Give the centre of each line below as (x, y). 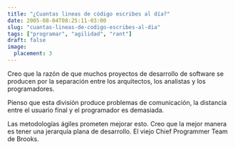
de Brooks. (23, 138)
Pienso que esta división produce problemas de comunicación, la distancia (117, 102)
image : (17, 47)
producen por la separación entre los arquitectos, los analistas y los (107, 81)
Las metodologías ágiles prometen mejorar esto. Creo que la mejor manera (117, 123)
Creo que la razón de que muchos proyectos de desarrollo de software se (116, 73)
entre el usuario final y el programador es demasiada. (86, 110)
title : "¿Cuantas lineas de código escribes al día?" (89, 14)
